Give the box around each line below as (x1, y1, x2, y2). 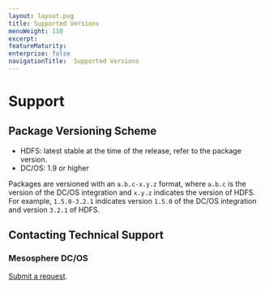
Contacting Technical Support (8, 228, 164, 242)
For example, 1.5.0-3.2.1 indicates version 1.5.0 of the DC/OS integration (8, 196, 257, 205)
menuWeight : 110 (8, 27, 63, 35)
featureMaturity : (8, 42, 67, 50)
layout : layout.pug (8, 11, 75, 20)
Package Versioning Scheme (8, 124, 157, 138)
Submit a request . (8, 271, 68, 281)
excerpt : (8, 34, 38, 43)
